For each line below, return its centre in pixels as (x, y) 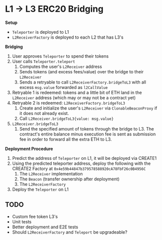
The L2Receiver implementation (51, 174)
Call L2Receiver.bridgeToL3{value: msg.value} (66, 118)
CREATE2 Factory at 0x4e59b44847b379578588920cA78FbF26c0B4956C (79, 168)
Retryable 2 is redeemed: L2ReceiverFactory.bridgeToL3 (69, 103)
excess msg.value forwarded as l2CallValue (64, 87)
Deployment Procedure (29, 149)
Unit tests (22, 221)
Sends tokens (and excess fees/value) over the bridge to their (81, 71)
